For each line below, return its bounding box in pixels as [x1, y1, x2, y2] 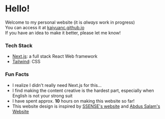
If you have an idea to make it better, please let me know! [5, 30, 121, 36]
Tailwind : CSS [12, 59, 41, 65]
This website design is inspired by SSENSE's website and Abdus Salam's [12, 103, 161, 109]
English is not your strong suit [12, 92, 73, 99]
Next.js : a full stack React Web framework [12, 53, 98, 59]
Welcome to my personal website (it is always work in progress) [5, 19, 135, 25]
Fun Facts [5, 71, 29, 78]
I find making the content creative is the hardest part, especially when [12, 87, 154, 93]
